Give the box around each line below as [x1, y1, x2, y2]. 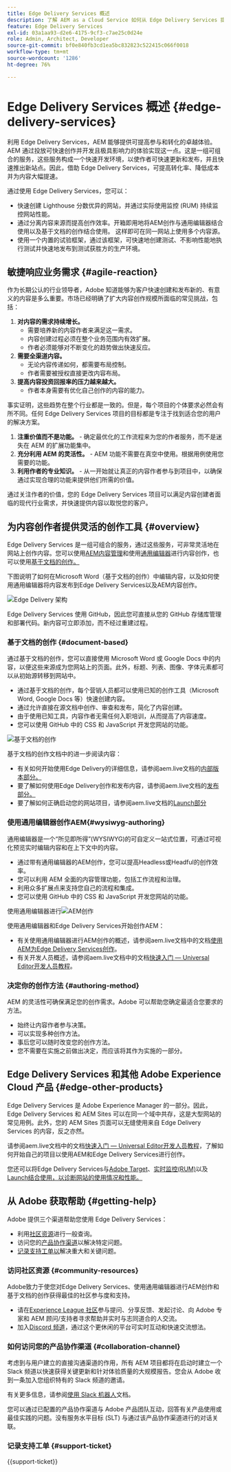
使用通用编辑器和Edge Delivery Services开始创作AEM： [7, 921, 165, 930]
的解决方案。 [7, 418, 43, 426]
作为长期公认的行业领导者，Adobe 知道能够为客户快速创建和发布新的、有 [7, 286, 214, 294]
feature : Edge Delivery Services [7, 23, 103, 30]
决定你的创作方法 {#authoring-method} [7, 980, 140, 990]
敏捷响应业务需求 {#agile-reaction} [7, 266, 158, 278]
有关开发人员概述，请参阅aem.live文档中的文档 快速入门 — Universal [16, 953, 210, 961]
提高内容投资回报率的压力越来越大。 [16, 377, 120, 386]
